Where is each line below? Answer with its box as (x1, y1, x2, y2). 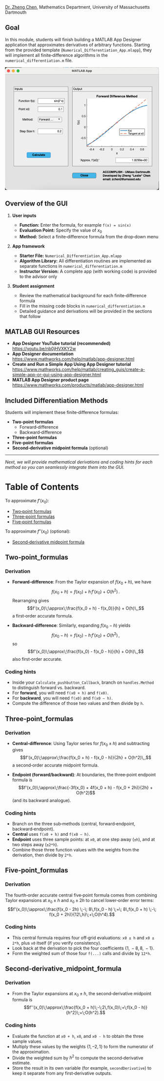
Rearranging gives (12, 597, 49, 603)
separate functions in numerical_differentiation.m (19, 263, 123, 269)
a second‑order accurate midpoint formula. (12, 762, 99, 768)
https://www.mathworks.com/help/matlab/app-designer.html (12, 356, 135, 362)
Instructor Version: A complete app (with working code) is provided (19, 268, 157, 274)
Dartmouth (5, 9, 27, 15)
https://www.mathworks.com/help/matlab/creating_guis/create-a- (12, 366, 145, 372)
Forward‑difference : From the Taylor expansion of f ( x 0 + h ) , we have (12, 579, 151, 586)
